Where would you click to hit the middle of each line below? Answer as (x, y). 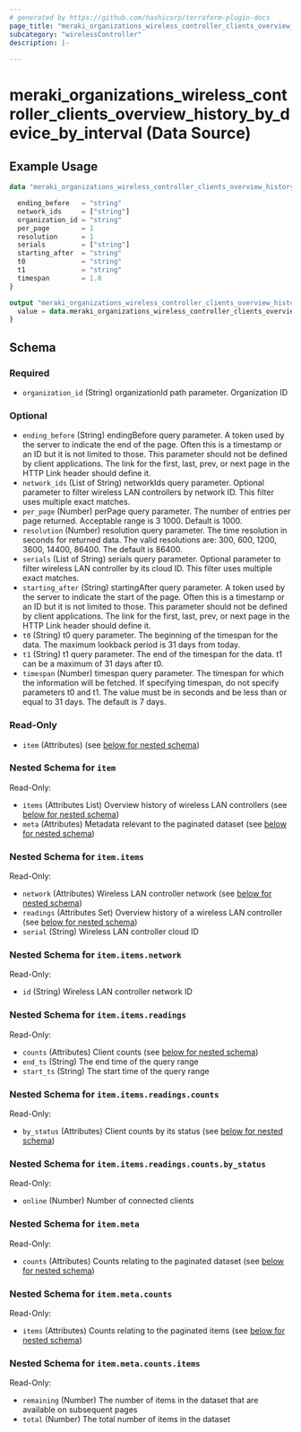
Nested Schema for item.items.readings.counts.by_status (138, 1164)
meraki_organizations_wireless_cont (149, 95)
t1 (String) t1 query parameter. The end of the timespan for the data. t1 (152, 655)
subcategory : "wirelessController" (76, 34)
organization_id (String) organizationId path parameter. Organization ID (155, 392)
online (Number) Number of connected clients (108, 1201)
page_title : (31, 26)
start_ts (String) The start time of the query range (116, 1071)
